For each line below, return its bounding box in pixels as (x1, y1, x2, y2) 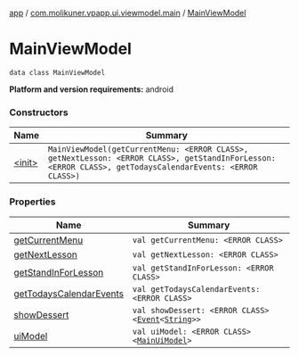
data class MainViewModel (9, 68, 105, 77)
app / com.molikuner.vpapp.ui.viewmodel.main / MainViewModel (9, 8, 246, 18)
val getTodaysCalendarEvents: (132, 284, 261, 294)
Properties (9, 195, 56, 208)
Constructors (9, 106, 69, 119)
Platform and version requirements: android (9, 84, 174, 95)
